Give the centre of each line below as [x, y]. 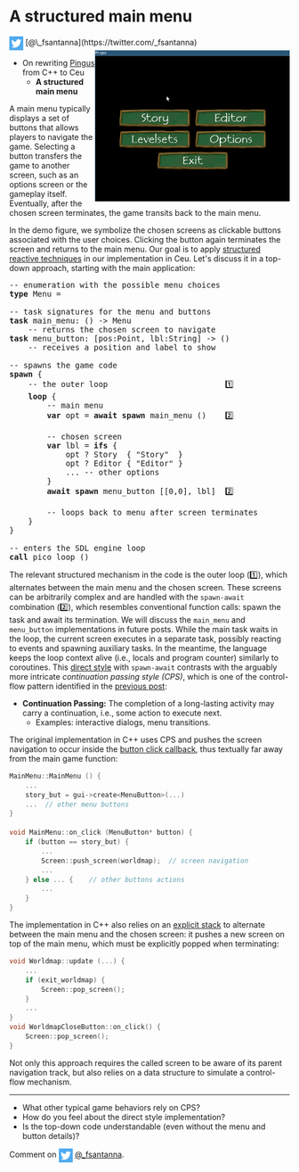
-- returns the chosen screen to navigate [122, 329]
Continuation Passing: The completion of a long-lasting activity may [148, 703]
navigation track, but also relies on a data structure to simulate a [127, 1072]
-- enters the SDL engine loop [77, 548]
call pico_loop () [49, 557]
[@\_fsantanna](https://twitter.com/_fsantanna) [111, 43]
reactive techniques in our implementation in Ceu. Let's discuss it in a [137, 258]
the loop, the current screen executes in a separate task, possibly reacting [145, 639]
